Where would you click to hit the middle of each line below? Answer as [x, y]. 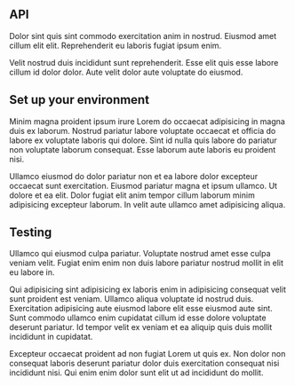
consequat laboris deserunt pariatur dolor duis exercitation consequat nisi [144, 364]
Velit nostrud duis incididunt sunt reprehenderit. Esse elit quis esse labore [144, 62]
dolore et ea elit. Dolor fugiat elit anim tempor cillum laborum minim [132, 195]
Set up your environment [79, 100]
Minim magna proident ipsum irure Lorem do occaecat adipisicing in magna [147, 121]
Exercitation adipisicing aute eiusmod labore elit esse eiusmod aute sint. [141, 309]
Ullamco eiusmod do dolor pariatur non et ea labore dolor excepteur [134, 176]
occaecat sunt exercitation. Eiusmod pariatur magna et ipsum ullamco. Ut [144, 185]
